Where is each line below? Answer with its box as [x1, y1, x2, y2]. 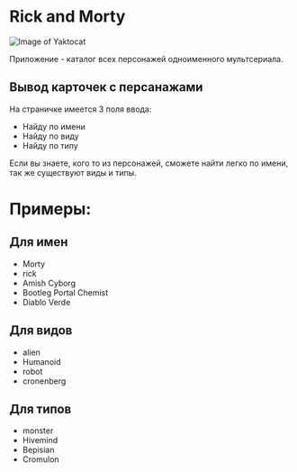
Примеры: [9, 198, 92, 219]
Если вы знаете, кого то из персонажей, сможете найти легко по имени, [9, 158, 289, 168]
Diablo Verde [22, 296, 71, 307]
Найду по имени [22, 121, 85, 132]
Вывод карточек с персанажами [9, 79, 203, 95]
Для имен [9, 234, 68, 250]
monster [22, 425, 54, 436]
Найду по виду [22, 131, 79, 141]
